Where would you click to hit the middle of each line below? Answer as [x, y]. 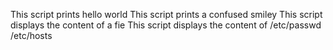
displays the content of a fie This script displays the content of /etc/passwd [166, 25]
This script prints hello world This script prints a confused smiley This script [166, 14]
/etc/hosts [31, 35]
